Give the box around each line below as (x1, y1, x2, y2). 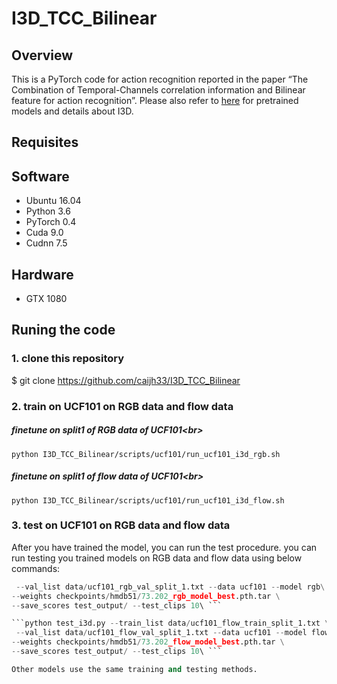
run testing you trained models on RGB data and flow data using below (11, 552, 303, 564)
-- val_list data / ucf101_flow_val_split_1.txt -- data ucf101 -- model (15, 628, 308, 638)
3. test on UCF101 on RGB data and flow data (11, 518, 231, 532)
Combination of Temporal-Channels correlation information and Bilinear (11, 84, 306, 96)
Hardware (11, 266, 74, 283)
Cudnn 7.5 (25, 237, 68, 249)
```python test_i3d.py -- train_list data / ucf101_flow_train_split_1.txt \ (11, 618, 330, 629)
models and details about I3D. (11, 105, 134, 117)
